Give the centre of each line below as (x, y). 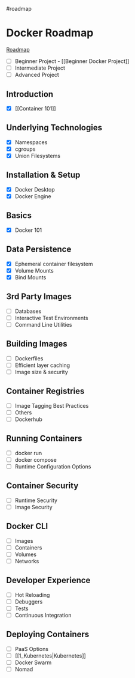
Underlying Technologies (54, 128)
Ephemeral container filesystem (54, 264)
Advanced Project (37, 75)
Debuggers (29, 601)
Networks (27, 561)
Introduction (30, 94)
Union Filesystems (38, 156)
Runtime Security (36, 500)
